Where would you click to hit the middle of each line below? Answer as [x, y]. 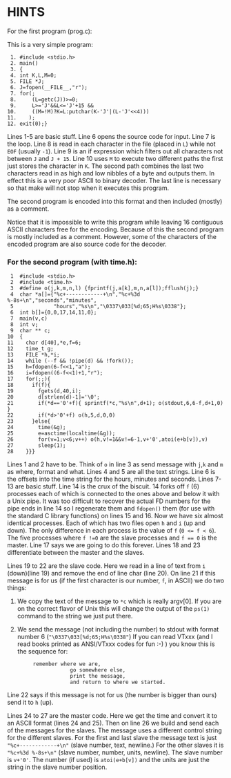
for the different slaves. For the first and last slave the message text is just [112, 738]
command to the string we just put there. [75, 616]
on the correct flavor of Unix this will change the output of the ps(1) [113, 609]
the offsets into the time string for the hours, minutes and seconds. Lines [110, 479]
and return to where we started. [118, 682]
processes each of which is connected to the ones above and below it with [113, 494]
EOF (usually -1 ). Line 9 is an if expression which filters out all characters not [115, 151]
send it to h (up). [30, 703]
